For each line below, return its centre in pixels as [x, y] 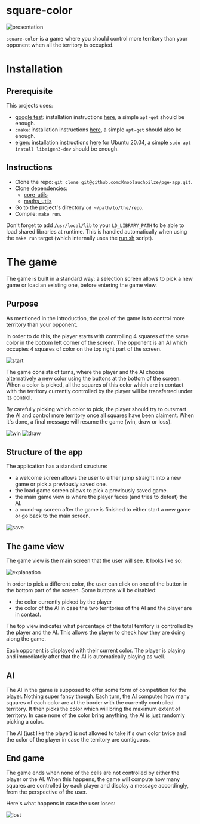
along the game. [26, 639]
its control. [19, 397]
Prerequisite [30, 91]
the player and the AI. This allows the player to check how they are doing [96, 632]
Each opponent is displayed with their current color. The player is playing [96, 650]
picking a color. [25, 721]
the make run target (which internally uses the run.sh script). [80, 238]
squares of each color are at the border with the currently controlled [90, 702]
